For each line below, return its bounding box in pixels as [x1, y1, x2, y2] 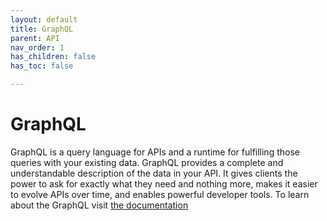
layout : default [10, 14, 78, 25]
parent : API [10, 33, 60, 43]
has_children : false [10, 52, 97, 62]
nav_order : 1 [10, 42, 65, 53]
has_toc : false [10, 61, 74, 71]
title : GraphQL [10, 24, 74, 34]
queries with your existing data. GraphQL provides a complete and [10, 156, 284, 168]
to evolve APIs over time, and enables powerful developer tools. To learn [10, 188, 310, 200]
